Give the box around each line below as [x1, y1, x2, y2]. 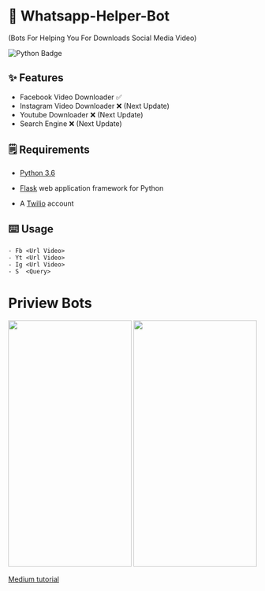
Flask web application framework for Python [19, 183, 164, 192]
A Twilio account [19, 199, 74, 208]
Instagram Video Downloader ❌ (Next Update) [19, 101, 170, 110]
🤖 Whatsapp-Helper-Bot [8, 7, 170, 25]
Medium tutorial [8, 574, 59, 584]
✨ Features [8, 71, 64, 85]
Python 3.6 [19, 168, 55, 177]
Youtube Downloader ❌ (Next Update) [19, 110, 144, 119]
